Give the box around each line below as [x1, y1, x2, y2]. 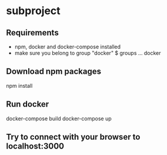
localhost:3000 [6, 141, 65, 151]
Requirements [6, 28, 59, 38]
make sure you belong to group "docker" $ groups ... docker [14, 50, 161, 57]
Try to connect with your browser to [6, 132, 141, 142]
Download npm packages [6, 67, 102, 77]
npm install [6, 82, 33, 89]
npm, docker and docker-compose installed [14, 43, 121, 50]
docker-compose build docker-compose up [6, 115, 112, 122]
